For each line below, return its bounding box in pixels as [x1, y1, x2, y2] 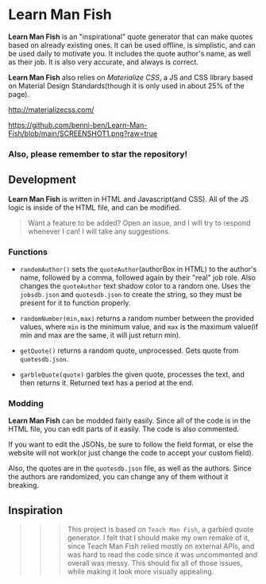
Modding [8, 397, 44, 408]
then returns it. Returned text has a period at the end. [19, 377, 195, 387]
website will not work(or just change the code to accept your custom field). [8, 448, 254, 458]
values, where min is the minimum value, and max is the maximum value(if [19, 322, 259, 331]
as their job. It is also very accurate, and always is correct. [8, 57, 199, 67]
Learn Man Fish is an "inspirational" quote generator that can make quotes [8, 32, 253, 41]
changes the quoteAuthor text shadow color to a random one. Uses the [19, 280, 251, 291]
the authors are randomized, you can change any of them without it [8, 472, 229, 482]
